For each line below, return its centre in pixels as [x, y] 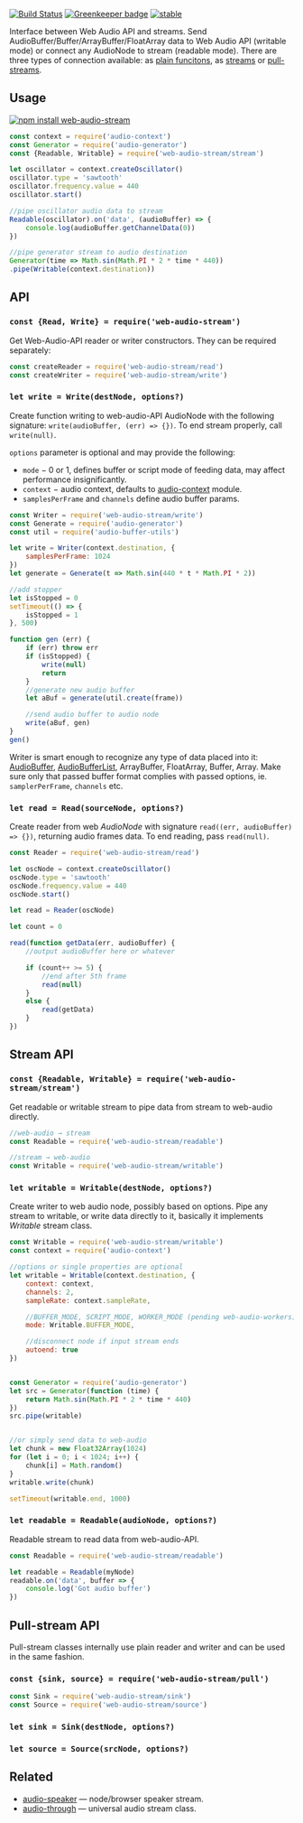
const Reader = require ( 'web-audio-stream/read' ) [105, 853]
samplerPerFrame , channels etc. [66, 786]
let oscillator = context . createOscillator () [96, 170]
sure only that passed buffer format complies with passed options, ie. [138, 776]
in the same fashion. [47, 1656]
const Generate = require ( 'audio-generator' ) [96, 524]
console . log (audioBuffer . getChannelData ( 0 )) [110, 228]
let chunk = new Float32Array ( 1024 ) [78, 1449]
